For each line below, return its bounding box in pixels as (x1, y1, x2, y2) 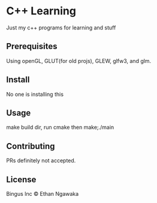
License (6, 174, 37, 184)
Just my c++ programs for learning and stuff (6, 24, 116, 31)
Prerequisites (6, 41, 58, 51)
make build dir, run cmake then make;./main (6, 124, 114, 131)
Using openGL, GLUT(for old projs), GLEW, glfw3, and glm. (6, 57, 152, 64)
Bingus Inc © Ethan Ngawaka (6, 190, 79, 197)
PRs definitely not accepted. (6, 157, 76, 164)
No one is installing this (6, 90, 64, 98)
